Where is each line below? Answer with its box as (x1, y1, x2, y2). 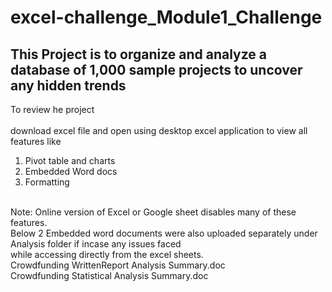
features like (10, 136, 62, 147)
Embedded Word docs (24, 166, 118, 177)
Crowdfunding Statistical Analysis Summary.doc (10, 270, 209, 281)
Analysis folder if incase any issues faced (10, 238, 182, 250)
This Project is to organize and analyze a (10, 46, 268, 63)
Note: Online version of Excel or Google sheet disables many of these (10, 206, 297, 218)
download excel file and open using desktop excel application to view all (10, 125, 308, 136)
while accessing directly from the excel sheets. (10, 249, 204, 260)
